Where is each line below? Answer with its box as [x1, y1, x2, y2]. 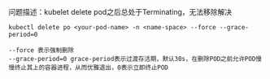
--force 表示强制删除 [8, 46, 75, 55]
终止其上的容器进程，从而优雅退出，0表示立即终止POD [14, 64, 169, 72]
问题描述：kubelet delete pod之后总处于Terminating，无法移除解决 [8, 7, 233, 16]
